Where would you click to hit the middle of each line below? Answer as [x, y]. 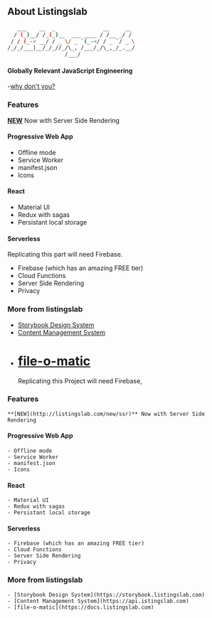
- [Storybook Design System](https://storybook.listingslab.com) [106, 595]
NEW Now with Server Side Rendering [63, 120]
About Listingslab [47, 12]
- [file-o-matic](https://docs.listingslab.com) [81, 607]
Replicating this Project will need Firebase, [80, 380]
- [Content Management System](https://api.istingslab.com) [99, 601]
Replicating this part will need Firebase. [65, 255]
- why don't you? [31, 86]
